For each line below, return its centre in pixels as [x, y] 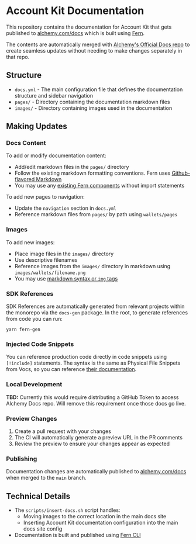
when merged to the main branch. [46, 478]
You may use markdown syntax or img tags [66, 278]
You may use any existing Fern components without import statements [99, 186]
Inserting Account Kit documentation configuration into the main [101, 523]
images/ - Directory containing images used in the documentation [93, 108]
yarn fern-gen [23, 330]
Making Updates [37, 127]
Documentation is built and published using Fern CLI [78, 535]
